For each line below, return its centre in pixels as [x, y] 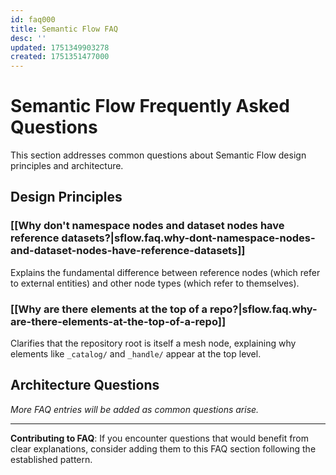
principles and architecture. [67, 166]
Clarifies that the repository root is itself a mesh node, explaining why [153, 343]
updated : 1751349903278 [60, 47]
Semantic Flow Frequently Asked [150, 106]
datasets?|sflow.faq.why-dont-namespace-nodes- [188, 238]
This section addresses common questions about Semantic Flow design [158, 155]
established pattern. [51, 459]
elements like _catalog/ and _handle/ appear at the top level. [136, 354]
